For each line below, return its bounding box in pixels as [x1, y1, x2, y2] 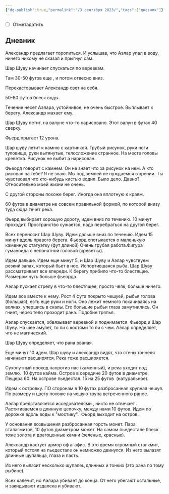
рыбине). [5, 467, 25, 474]
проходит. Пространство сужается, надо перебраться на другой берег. [5, 221, 160, 227]
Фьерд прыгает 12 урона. [5, 135, 60, 141]
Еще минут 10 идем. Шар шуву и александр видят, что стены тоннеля [5, 349, 155, 355]
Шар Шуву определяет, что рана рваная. [5, 339, 93, 346]
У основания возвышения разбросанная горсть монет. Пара [5, 421, 136, 427]
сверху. [5, 125, 22, 131]
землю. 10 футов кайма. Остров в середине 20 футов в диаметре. [5, 370, 149, 376]
